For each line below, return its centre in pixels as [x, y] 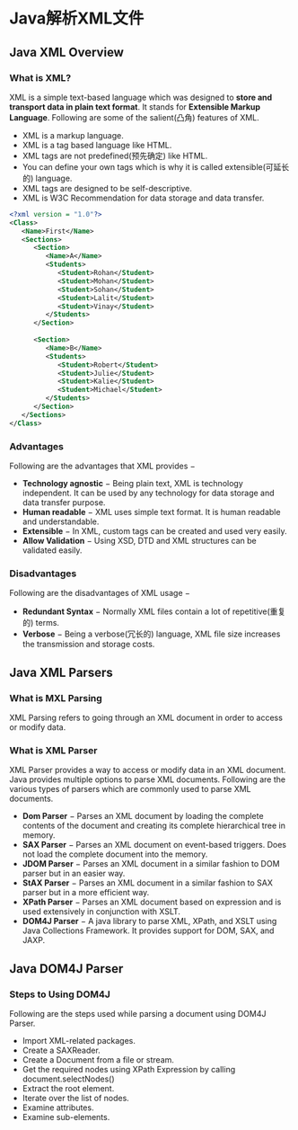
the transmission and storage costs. [88, 645]
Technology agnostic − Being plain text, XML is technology [133, 483]
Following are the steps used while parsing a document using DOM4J [138, 1013]
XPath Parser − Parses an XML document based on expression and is [152, 902]
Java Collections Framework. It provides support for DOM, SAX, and [148, 930]
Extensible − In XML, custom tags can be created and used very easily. [154, 530]
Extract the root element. [68, 1088]
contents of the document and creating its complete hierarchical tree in [153, 826]
